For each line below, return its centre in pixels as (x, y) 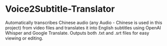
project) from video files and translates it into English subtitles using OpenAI (83, 27)
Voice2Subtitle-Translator (60, 9)
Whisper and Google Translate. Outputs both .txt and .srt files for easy (77, 33)
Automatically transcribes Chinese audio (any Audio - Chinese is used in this (84, 23)
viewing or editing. (24, 38)
